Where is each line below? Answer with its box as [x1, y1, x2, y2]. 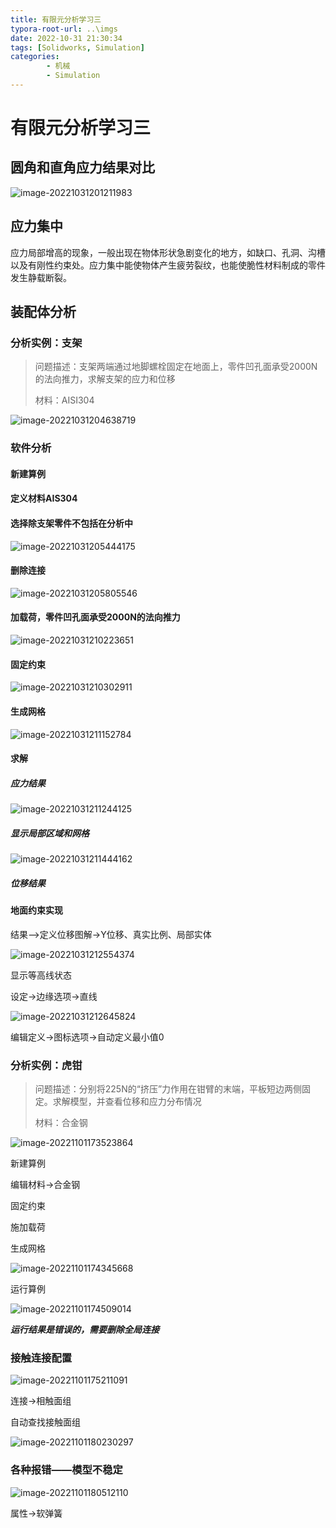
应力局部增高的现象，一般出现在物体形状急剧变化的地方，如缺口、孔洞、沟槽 [10, 246, 326, 258]
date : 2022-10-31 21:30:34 [10, 33, 123, 43]
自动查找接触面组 [10, 1416, 81, 1428]
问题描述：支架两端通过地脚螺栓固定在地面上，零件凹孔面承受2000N [34, 361, 318, 373]
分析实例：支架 [10, 336, 83, 350]
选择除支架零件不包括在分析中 [10, 517, 133, 530]
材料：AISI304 [34, 394, 95, 406]
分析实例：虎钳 [10, 1058, 83, 1072]
